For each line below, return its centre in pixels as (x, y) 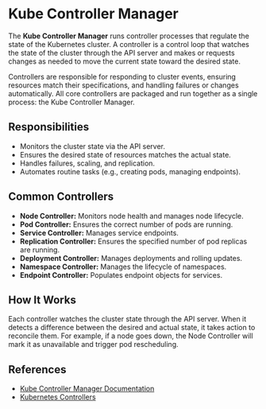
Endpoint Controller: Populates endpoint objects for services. (121, 275)
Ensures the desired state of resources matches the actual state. (125, 154)
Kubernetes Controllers (58, 397)
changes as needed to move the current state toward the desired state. (124, 61)
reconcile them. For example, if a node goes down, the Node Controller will (131, 336)
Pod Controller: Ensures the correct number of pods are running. (126, 224)
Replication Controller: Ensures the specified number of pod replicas (133, 241)
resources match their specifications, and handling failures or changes (124, 85)
